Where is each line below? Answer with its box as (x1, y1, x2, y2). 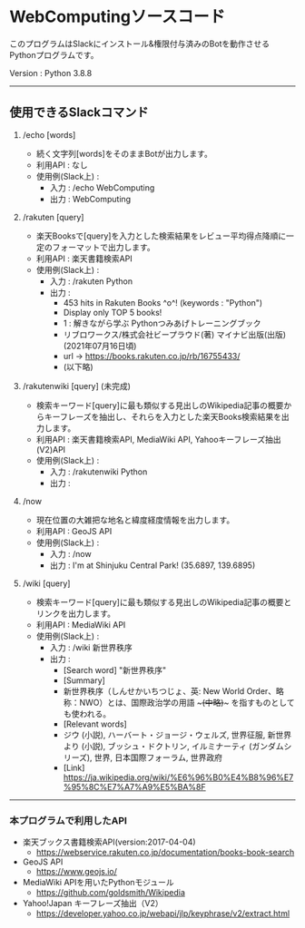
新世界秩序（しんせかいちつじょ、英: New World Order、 (63, 685, 277, 697)
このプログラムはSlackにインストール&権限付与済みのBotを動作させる (9, 38, 271, 49)
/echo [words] (22, 129, 76, 140)
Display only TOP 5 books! (63, 307, 162, 317)
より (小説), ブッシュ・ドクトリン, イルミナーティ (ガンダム (63, 740, 284, 751)
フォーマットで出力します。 (52, 241, 156, 252)
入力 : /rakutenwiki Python (49, 466, 148, 477)
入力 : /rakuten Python (49, 276, 133, 287)
